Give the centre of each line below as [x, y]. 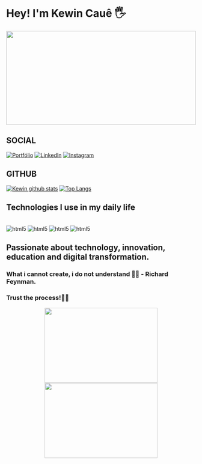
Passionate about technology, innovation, [86, 248]
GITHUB [22, 174]
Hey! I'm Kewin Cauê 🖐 [66, 14]
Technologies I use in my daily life [71, 207]
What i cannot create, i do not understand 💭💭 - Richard [87, 274]
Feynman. [21, 282]
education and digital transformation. [78, 257]
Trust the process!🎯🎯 [38, 298]
